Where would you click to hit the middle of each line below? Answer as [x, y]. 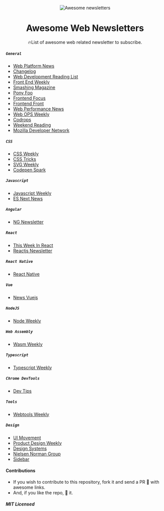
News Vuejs [25, 297]
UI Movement [27, 438]
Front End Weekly [31, 82]
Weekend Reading [32, 125]
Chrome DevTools [23, 379]
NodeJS [13, 308]
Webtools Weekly [31, 414]
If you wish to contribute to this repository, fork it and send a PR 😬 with [86, 482]
